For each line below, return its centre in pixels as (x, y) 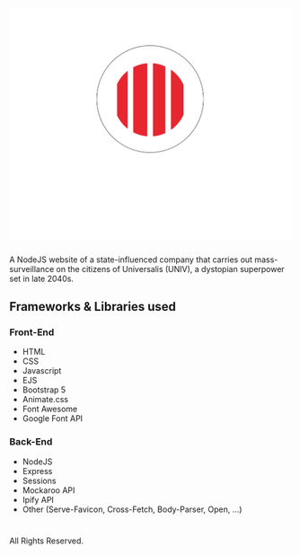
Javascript (42, 371)
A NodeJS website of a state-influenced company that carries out (131, 260)
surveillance (32, 269)
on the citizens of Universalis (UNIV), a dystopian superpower (170, 269)
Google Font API (53, 418)
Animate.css (45, 400)
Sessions (39, 480)
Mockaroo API (49, 490)
